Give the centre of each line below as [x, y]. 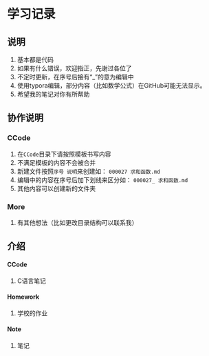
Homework [23, 297]
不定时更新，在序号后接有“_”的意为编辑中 [75, 77]
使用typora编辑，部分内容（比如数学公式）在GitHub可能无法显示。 [111, 86]
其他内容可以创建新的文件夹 [56, 188]
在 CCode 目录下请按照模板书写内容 [64, 154]
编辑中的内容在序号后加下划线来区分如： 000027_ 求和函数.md [102, 179]
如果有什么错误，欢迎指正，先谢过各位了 [74, 68]
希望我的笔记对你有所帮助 [53, 94]
